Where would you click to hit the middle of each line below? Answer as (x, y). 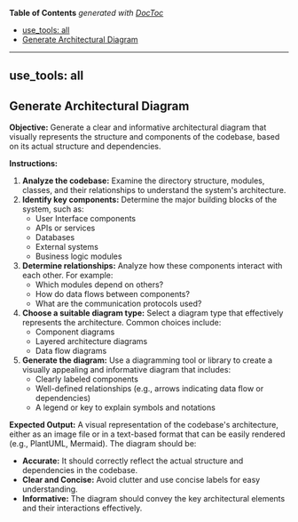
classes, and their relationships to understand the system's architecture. (154, 190)
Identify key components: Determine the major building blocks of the (149, 200)
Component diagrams (75, 332)
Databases (55, 237)
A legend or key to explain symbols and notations (125, 407)
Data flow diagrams (71, 351)
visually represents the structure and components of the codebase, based (145, 137)
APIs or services (65, 228)
